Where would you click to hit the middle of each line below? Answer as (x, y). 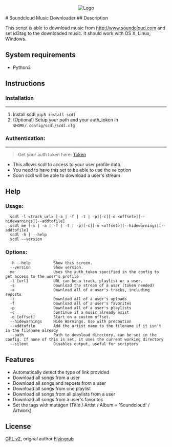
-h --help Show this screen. (51, 263)
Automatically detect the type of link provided (61, 372)
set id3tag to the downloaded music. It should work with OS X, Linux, (78, 33)
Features (20, 360)
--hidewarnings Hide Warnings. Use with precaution (71, 321)
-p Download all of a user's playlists (71, 308)
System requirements (40, 55)
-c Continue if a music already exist (70, 312)
